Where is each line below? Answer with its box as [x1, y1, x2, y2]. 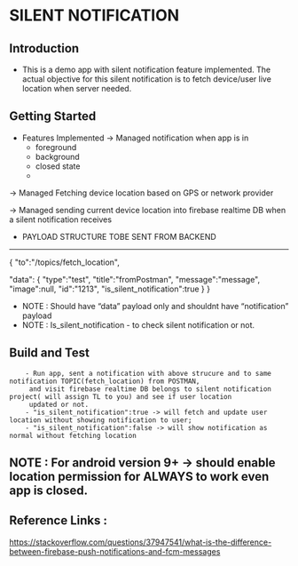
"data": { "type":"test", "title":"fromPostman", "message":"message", [9, 274, 260, 284]
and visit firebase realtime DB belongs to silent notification [28, 384, 272, 394]
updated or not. [28, 400, 90, 409]
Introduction [9, 41, 80, 56]
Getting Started [9, 108, 97, 124]
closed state [35, 161, 81, 171]
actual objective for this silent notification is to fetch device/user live [21, 74, 272, 84]
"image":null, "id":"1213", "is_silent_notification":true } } [9, 283, 211, 294]
